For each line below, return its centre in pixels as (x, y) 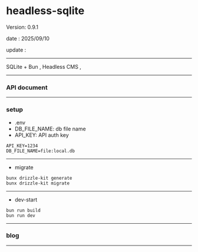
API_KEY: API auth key (42, 135)
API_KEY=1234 (22, 146)
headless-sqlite (45, 11)
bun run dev (21, 216)
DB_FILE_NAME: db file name (50, 129)
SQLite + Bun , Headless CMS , (44, 66)
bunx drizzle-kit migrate (38, 183)
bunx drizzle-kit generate (39, 178)
